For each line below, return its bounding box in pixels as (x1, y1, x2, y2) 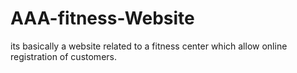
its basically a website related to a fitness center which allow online (10, 40, 288, 52)
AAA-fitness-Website (10, 7, 195, 30)
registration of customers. (10, 50, 117, 62)
